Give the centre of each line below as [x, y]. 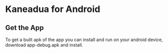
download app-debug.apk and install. [44, 45]
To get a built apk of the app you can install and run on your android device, [84, 39]
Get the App [25, 28]
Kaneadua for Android [53, 9]
